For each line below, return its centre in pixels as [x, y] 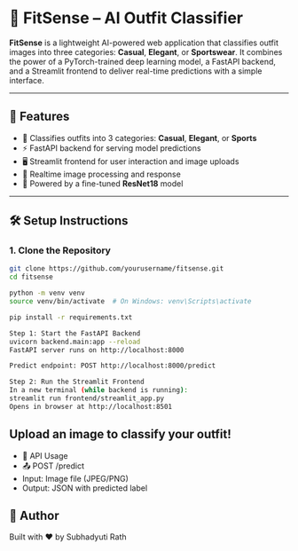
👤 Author [34, 516]
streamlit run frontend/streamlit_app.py [87, 398]
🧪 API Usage [45, 455]
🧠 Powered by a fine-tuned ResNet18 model [102, 183]
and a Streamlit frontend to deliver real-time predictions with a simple [136, 71]
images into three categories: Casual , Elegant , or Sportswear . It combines [146, 51]
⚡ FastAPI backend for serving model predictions [111, 148]
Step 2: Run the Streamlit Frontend [77, 382]
